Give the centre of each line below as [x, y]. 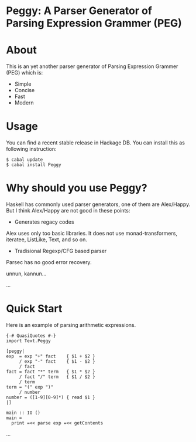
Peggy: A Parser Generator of [79, 11]
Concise [25, 90]
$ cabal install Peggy [34, 165]
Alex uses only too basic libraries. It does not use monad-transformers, [92, 233]
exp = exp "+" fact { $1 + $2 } [51, 356]
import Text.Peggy [28, 341]
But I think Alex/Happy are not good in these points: [68, 210]
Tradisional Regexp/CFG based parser [61, 251]
